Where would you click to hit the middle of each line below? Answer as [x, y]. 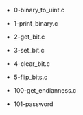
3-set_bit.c [29, 50]
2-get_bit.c [29, 37]
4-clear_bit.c [32, 64]
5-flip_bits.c [31, 77]
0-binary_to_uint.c [39, 10]
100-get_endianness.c [45, 90]
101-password [33, 104]
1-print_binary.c [36, 23]
